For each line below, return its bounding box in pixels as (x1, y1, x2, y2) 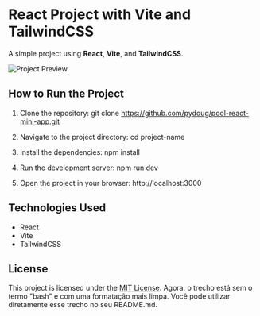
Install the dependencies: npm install (19, 147, 141, 156)
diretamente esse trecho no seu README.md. (8, 300, 157, 310)
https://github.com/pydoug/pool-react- (120, 108, 249, 118)
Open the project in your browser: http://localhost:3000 (19, 178, 202, 187)
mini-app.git (19, 117, 60, 126)
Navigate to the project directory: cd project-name (19, 132, 185, 141)
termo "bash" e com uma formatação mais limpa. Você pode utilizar (8, 291, 231, 301)
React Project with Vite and (8, 6, 192, 24)
